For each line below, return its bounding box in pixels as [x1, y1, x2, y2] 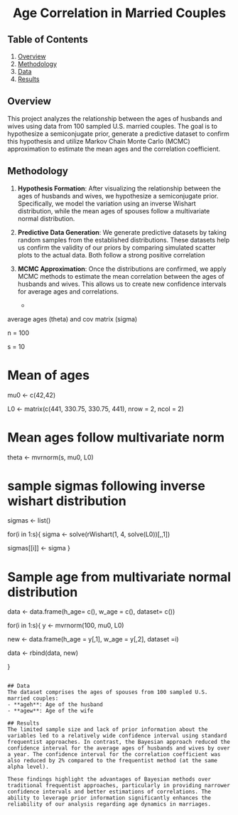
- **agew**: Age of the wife [7, 708, 94, 715]
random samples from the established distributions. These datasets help [17, 235, 230, 244]
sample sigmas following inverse [7, 478, 206, 494]
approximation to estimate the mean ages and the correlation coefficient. [7, 144, 221, 153]
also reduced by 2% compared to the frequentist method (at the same [7, 757, 218, 765]
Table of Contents [7, 33, 89, 46]
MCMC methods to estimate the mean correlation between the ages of [17, 272, 225, 280]
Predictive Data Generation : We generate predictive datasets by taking [17, 228, 227, 236]
